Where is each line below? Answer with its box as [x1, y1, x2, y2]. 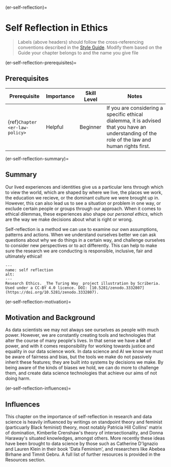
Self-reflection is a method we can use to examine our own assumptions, [5, 226, 158, 232]
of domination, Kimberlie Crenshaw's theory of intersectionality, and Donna [5, 430, 163, 436]
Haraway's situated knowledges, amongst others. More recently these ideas [5, 435, 165, 442]
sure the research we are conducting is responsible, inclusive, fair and [5, 248, 153, 254]
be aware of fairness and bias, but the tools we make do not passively [5, 354, 152, 360]
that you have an [106, 123, 147, 130]
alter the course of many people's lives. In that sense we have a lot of [5, 338, 151, 344]
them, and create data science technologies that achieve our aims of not [5, 370, 157, 376]
